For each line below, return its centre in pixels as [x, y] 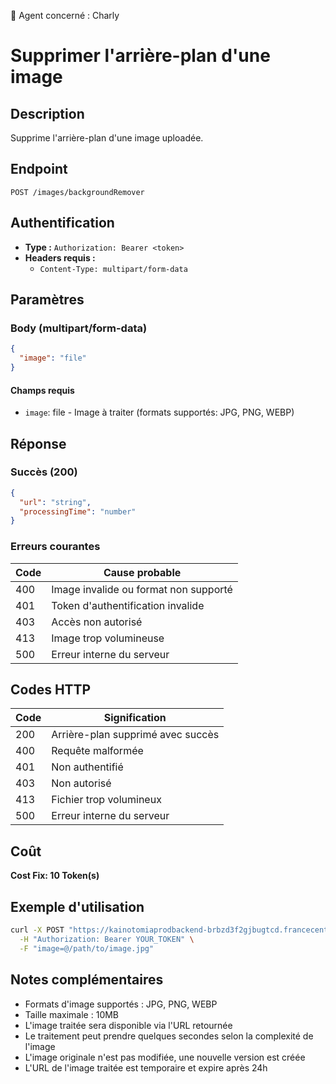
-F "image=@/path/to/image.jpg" [87, 948]
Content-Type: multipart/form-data [113, 269]
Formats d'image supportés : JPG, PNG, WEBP [121, 1004]
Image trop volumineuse [108, 638]
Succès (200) [44, 472]
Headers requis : [60, 257]
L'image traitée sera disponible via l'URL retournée [128, 1025]
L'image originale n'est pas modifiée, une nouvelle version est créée [165, 1057]
